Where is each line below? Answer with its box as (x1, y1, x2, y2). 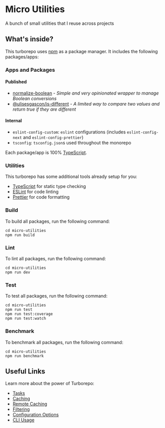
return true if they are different (12, 106, 76, 112)
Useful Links (5, 367, 45, 375)
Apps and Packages (5, 66, 56, 73)
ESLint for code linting (12, 188, 59, 195)
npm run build (5, 232, 35, 237)
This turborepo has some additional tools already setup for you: (5, 173, 137, 180)
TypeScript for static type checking (12, 183, 86, 189)
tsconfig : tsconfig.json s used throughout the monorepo (12, 140, 131, 146)
